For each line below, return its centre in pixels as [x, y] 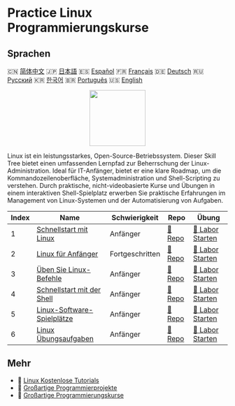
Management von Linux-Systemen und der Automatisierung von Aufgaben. [115, 200]
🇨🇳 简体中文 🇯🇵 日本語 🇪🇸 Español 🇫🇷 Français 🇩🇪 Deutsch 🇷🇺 [106, 71]
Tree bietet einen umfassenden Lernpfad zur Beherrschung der [99, 163]
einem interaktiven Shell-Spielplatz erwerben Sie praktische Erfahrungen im [116, 193]
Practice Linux [50, 13]
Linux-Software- [65, 310]
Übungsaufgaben [65, 339]
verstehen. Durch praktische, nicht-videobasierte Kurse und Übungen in [111, 186]
